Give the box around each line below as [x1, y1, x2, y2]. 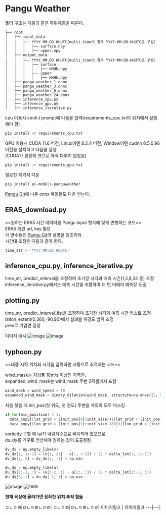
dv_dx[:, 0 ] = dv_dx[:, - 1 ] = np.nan [5, 457, 83, 461]
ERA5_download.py [5, 206, 67, 214]
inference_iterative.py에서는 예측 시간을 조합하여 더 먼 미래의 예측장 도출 [5, 282, 147, 287]
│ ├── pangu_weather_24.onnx [5, 92, 70, 97]
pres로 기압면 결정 [5, 323, 41, 329]
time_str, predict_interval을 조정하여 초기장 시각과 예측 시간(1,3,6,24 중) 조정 [5, 276, 154, 282]
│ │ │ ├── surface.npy [5, 44, 65, 49]
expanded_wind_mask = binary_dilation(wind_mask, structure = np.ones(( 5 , [5, 393, 158, 398]
